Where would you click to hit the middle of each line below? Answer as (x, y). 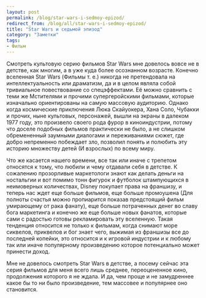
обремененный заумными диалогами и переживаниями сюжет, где (95, 135)
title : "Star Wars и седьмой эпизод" (55, 29)
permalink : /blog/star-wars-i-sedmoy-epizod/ (65, 18)
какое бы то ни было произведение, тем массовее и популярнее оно (97, 283)
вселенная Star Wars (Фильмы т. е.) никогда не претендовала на (91, 77)
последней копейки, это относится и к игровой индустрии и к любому (99, 238)
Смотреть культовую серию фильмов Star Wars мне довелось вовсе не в (103, 63)
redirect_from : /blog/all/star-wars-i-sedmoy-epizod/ (77, 23)
